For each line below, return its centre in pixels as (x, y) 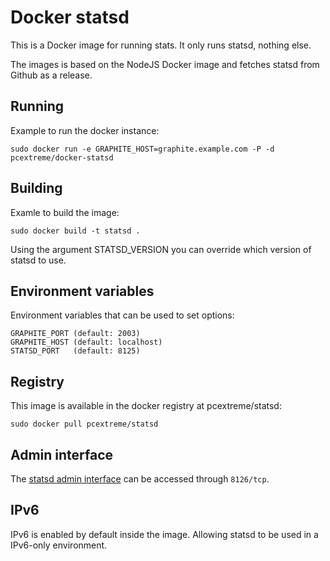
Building (36, 188)
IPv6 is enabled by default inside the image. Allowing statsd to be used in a (164, 534)
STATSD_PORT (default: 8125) (75, 351)
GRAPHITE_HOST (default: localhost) (86, 342)
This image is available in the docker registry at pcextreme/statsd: (146, 406)
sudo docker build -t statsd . (75, 231)
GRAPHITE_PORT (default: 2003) (75, 334)
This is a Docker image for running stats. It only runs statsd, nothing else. (161, 45)
